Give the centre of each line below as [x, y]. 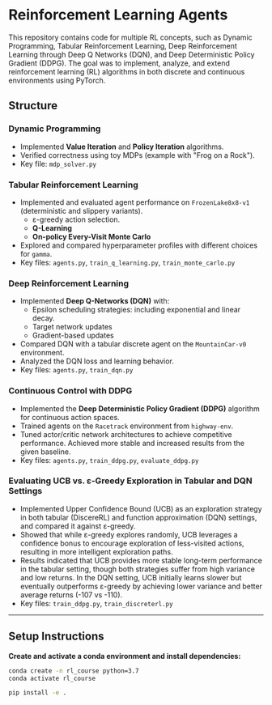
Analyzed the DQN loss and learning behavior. [97, 361]
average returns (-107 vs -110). [71, 595]
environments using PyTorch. [57, 80]
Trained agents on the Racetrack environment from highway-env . [127, 426]
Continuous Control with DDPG [70, 391]
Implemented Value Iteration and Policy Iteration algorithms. [122, 147]
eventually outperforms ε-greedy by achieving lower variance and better [141, 586]
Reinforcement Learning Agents [118, 15]
